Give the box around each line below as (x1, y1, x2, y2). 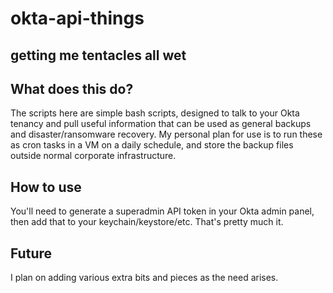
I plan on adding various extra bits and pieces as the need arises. (10, 272, 279, 284)
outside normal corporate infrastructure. (10, 150, 177, 162)
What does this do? (10, 80, 134, 97)
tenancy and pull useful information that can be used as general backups (10, 118, 312, 130)
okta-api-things (10, 7, 145, 30)
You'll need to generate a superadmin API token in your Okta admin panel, (10, 205, 315, 217)
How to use (10, 178, 82, 196)
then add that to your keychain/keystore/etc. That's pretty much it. (10, 216, 284, 228)
